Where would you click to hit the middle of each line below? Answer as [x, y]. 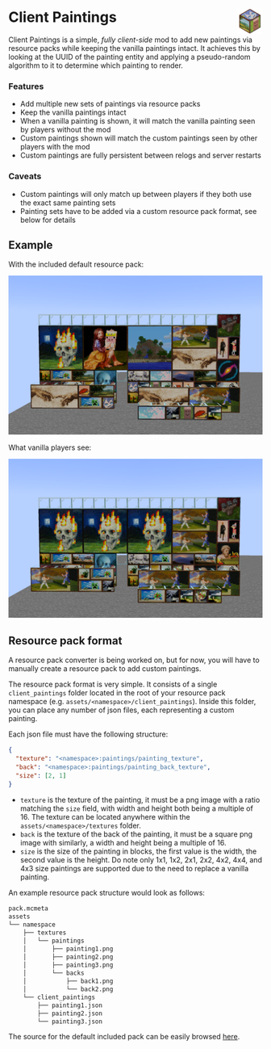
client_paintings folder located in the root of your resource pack [117, 693]
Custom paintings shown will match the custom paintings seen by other [139, 138]
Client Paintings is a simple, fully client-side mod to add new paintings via [130, 40]
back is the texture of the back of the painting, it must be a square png [136, 834]
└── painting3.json [70, 1022]
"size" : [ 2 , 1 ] [41, 775]
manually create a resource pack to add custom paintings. [105, 669]
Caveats [25, 176]
